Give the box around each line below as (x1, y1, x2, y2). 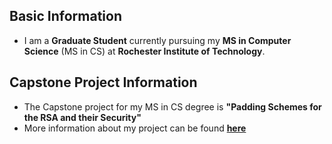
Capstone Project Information (9, 74, 198, 91)
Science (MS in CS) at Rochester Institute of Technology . (23, 45, 266, 57)
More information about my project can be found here (23, 122, 247, 134)
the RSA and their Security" (23, 111, 142, 123)
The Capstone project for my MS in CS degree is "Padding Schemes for (23, 100, 322, 113)
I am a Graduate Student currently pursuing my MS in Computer (23, 34, 292, 46)
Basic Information (9, 8, 123, 25)
